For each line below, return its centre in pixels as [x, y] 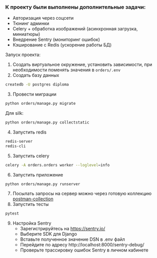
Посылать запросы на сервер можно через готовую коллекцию [82, 194]
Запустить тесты [31, 204]
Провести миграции [34, 94]
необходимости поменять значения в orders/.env [66, 70]
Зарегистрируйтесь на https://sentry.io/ [63, 229]
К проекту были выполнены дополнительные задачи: [75, 7]
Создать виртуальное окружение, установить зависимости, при [82, 65]
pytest [12, 213]
